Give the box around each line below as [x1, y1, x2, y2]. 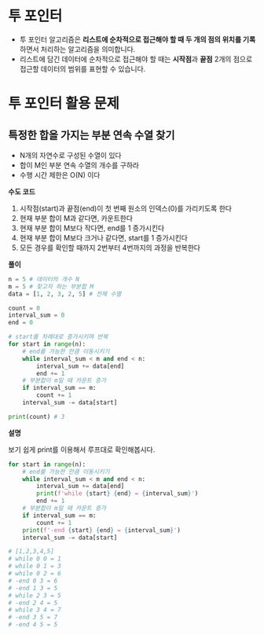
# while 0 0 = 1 [8, 555, 61, 563]
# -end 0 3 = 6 [8, 577, 58, 585]
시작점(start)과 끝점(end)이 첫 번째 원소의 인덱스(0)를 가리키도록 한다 [19, 204, 232, 213]
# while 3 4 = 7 [8, 606, 61, 614]
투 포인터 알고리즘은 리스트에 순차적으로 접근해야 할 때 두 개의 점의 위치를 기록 [19, 35, 256, 44]
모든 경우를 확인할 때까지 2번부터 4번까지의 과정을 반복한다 [19, 243, 200, 252]
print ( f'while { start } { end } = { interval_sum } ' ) [36, 490, 199, 497]
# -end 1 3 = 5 [8, 584, 58, 592]
